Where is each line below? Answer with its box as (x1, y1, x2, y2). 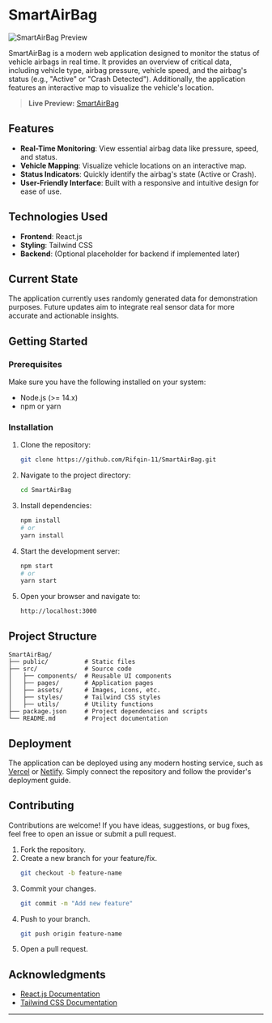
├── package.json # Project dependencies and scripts (8, 708, 208, 716)
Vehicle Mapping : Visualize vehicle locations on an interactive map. (19, 161, 247, 170)
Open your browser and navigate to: (19, 592, 141, 601)
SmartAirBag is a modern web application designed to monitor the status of (8, 48, 260, 58)
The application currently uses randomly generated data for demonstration (8, 293, 257, 303)
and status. (19, 152, 58, 161)
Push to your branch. (19, 914, 91, 923)
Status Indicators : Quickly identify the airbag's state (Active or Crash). (19, 169, 257, 179)
